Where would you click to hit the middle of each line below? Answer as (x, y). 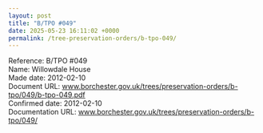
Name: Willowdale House (50, 70)
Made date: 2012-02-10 (47, 78)
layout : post (30, 16)
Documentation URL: (42, 112)
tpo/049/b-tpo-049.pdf (47, 95)
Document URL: (34, 87)
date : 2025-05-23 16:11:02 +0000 (64, 30)
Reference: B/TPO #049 (48, 61)
